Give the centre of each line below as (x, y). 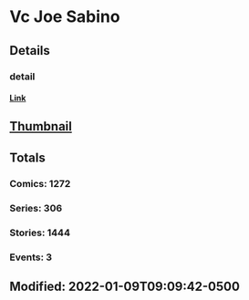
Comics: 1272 (40, 183)
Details (30, 51)
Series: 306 (36, 208)
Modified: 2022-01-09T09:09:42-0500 (124, 286)
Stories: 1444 (40, 233)
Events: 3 (31, 257)
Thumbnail (41, 126)
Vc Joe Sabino (65, 17)
